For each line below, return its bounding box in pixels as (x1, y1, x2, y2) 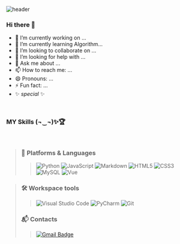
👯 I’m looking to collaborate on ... (14, 47, 97, 54)
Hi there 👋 (6, 20, 36, 29)
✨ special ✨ (14, 91, 45, 98)
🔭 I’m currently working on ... (14, 34, 86, 41)
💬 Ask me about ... (14, 60, 61, 67)
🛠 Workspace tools (20, 183, 80, 192)
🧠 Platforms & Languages (20, 149, 96, 157)
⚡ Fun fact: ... (14, 82, 48, 89)
